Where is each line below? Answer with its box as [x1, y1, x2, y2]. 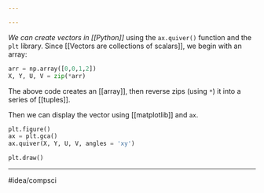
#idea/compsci [8, 176, 57, 185]
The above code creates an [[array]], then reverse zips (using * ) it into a [8, 86, 241, 95]
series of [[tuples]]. [8, 95, 71, 104]
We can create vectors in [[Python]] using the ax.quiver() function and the [8, 32, 252, 42]
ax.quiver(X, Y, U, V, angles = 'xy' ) [8, 139, 135, 148]
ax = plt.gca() [8, 132, 58, 140]
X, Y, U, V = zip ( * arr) [8, 72, 86, 80]
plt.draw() [8, 154, 44, 162]
